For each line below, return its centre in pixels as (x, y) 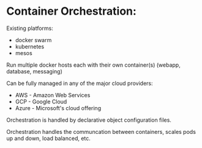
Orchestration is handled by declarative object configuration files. (89, 120)
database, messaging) (35, 71)
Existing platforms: (30, 28)
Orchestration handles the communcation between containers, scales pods (101, 131)
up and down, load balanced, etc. (48, 138)
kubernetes (30, 46)
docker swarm (33, 40)
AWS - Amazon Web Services (53, 95)
